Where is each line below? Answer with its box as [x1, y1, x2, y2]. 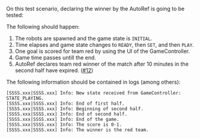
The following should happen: [6, 23, 80, 30]
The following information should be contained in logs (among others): [6, 78, 181, 85]
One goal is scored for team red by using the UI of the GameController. [14, 48, 190, 55]
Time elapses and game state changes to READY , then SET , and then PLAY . [14, 42, 194, 48]
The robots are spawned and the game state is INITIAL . [14, 35, 153, 42]
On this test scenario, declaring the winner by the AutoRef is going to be [6, 5, 185, 12]
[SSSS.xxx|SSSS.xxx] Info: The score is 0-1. [6, 122, 122, 128]
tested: [6, 11, 24, 19]
